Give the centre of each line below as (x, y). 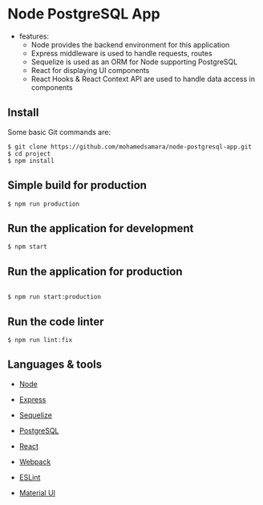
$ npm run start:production (55, 297)
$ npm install (31, 161)
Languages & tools (55, 365)
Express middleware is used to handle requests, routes (122, 53)
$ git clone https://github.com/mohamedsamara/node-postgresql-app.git (129, 147)
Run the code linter (56, 322)
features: (34, 36)
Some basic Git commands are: (59, 132)
